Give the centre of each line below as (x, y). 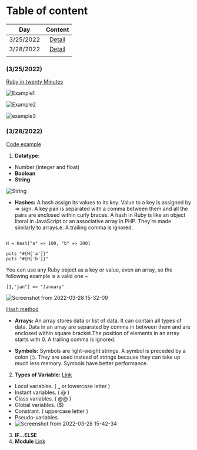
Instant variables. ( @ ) (42, 392)
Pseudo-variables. (37, 417)
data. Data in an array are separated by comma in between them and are (102, 327)
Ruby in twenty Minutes (35, 82)
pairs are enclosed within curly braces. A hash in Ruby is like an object (100, 215)
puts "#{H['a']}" (27, 254)
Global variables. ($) (39, 405)
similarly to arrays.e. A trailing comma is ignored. (74, 227)
